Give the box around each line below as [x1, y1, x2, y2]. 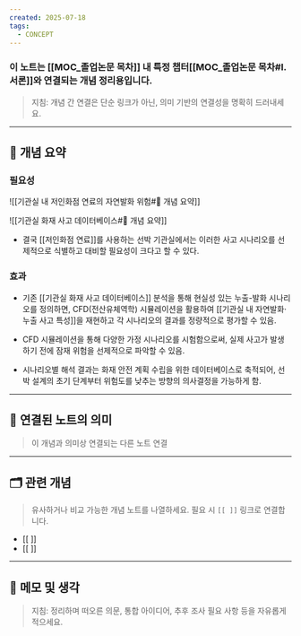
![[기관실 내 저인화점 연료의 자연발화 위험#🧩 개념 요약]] [9, 196, 201, 207]
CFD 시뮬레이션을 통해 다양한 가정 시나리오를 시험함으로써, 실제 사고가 [21, 334, 269, 344]
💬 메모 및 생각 [9, 579, 81, 595]
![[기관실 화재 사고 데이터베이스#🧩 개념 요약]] [9, 215, 168, 226]
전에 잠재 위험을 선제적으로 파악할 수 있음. [39, 344, 185, 355]
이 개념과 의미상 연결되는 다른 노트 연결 [30, 438, 168, 449]
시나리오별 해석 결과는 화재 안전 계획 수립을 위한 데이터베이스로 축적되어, [21, 364, 276, 375]
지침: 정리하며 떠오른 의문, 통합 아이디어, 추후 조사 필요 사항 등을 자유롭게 [30, 606, 287, 616]
